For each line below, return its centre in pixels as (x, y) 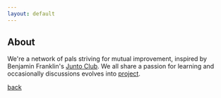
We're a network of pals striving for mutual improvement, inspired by (107, 59)
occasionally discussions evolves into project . (74, 73)
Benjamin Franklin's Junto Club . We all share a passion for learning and (111, 66)
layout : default (31, 14)
